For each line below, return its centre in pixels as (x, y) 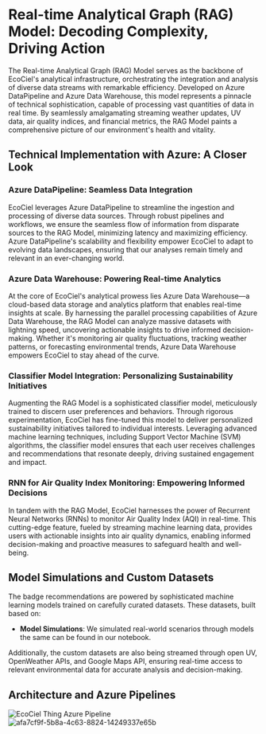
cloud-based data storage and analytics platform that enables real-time (125, 304)
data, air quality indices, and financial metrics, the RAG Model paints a (123, 121)
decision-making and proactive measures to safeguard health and (116, 544)
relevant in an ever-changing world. (66, 258)
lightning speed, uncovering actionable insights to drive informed (115, 330)
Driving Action (57, 49)
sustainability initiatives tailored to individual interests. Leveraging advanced (133, 428)
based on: (25, 614)
